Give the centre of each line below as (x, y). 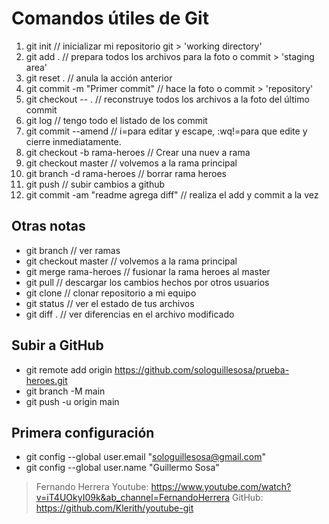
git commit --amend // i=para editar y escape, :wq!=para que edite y (166, 131)
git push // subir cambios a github (95, 184)
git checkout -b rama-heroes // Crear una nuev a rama (138, 152)
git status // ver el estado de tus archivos (110, 303)
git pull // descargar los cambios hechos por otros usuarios (147, 282)
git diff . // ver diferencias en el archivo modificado (130, 314)
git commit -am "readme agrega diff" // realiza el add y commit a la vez (172, 194)
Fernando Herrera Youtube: (92, 487)
